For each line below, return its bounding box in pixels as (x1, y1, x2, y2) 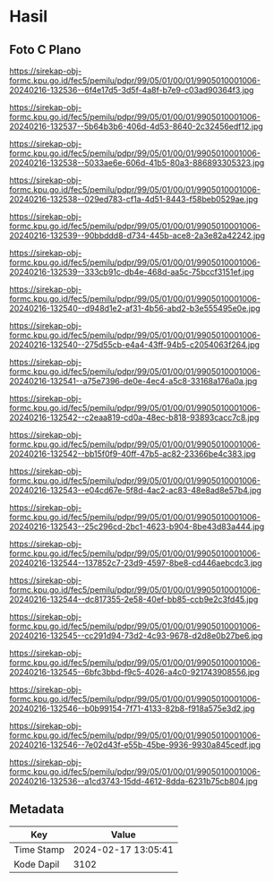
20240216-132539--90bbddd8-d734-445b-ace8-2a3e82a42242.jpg (9, 230, 266, 241)
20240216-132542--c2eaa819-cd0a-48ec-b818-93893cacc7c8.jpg (9, 412, 260, 423)
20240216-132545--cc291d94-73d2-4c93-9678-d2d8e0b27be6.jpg (9, 630, 263, 641)
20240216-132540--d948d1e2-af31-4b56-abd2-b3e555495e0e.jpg (9, 303, 261, 313)
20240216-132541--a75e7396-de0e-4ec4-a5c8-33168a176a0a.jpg (9, 376, 258, 386)
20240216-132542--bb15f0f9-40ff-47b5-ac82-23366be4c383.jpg (9, 449, 256, 458)
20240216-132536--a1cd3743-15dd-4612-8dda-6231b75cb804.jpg (9, 776, 258, 786)
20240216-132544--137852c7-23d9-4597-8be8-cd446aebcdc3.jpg (9, 558, 262, 568)
